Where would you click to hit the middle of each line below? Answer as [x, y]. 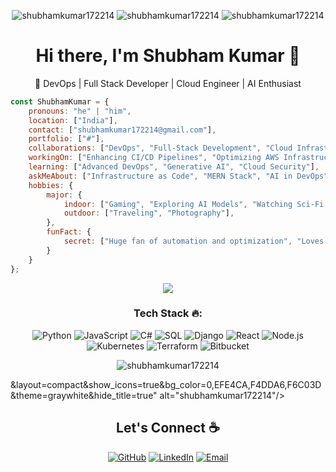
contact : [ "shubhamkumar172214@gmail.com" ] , [122, 130]
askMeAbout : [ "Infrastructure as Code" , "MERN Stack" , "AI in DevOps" [178, 176]
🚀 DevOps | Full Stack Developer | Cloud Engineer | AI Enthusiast [168, 83]
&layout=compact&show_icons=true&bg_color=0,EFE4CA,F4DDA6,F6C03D [166, 384]
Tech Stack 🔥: [168, 313]
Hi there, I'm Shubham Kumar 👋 [168, 56]
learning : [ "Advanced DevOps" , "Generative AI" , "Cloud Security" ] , [174, 167]
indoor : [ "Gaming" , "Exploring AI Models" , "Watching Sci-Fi [194, 204]
